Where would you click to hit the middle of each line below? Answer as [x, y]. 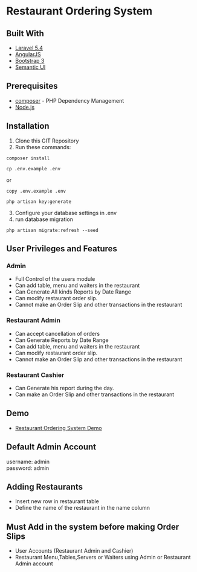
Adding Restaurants [45, 487]
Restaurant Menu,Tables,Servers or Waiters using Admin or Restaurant [103, 558]
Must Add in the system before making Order [93, 527]
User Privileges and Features [62, 249]
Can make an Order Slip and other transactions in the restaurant [95, 394]
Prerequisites [32, 86]
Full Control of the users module [55, 279]
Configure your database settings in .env [66, 213]
